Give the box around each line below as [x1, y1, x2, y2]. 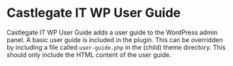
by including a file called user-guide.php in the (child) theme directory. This [6, 43, 226, 51]
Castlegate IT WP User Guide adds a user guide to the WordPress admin [6, 28, 218, 37]
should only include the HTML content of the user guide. [6, 51, 171, 59]
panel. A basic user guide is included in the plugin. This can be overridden [6, 35, 224, 44]
